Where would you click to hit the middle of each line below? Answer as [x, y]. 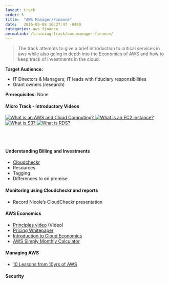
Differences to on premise [40, 179]
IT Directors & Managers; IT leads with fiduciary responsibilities [80, 79]
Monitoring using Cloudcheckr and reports [52, 190]
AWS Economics [23, 213]
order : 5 [15, 15]
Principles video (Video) [38, 225]
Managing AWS [22, 253]
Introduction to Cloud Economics [47, 235]
